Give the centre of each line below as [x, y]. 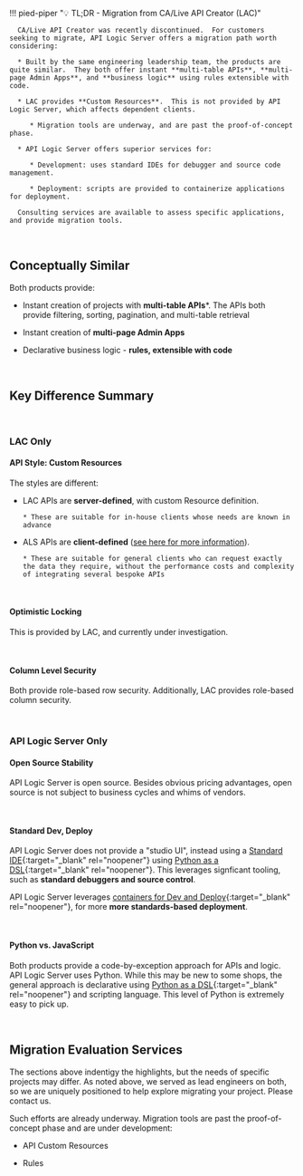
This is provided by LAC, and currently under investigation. [119, 631]
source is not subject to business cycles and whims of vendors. [128, 793]
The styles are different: [54, 483]
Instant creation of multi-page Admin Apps [104, 332]
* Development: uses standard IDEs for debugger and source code [155, 165]
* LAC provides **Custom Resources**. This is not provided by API [149, 101]
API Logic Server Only [59, 741]
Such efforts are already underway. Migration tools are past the [128, 1118]
